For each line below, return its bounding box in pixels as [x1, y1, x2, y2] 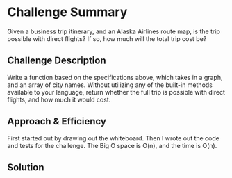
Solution [7, 161, 44, 173]
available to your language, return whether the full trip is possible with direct [7, 88, 226, 96]
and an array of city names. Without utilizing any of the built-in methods [7, 81, 213, 89]
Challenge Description [7, 55, 106, 67]
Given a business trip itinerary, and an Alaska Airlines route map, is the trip [7, 27, 221, 35]
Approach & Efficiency [7, 115, 106, 127]
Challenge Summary [7, 4, 128, 20]
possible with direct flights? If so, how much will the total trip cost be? [7, 34, 207, 42]
